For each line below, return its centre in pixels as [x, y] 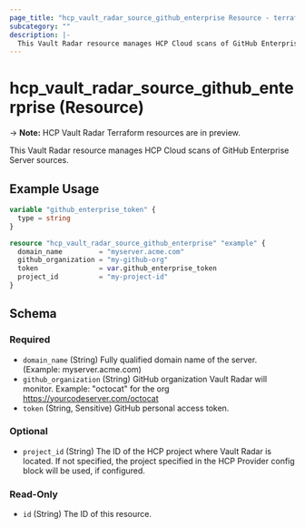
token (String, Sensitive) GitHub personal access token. [126, 408]
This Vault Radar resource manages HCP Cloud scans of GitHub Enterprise [149, 150]
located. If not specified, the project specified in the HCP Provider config [158, 461]
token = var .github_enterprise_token [118, 269]
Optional [29, 432]
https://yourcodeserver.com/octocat [90, 398]
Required [30, 340]
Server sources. [39, 160]
